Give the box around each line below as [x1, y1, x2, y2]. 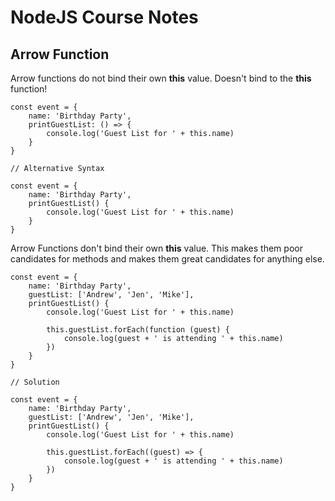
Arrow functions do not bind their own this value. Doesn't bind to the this [10, 72, 312, 84]
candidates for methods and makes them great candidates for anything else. [10, 253, 325, 265]
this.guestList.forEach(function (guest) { [46, 325, 230, 335]
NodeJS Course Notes [10, 6, 199, 29]
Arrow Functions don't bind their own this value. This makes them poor [10, 242, 303, 254]
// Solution [10, 377, 60, 387]
